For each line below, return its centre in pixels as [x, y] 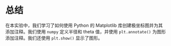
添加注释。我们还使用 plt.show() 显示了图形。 [54, 38]
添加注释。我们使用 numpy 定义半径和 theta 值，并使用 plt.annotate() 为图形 [86, 31]
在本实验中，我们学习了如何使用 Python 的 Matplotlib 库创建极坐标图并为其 [84, 25]
